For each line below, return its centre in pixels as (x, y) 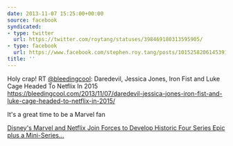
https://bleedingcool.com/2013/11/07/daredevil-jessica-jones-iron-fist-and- (115, 93)
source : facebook (32, 20)
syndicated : (24, 26)
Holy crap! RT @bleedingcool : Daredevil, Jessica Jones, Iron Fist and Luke (114, 79)
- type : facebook (32, 46)
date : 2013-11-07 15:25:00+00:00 (55, 14)
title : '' (21, 59)
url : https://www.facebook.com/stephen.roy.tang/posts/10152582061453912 (122, 53)
